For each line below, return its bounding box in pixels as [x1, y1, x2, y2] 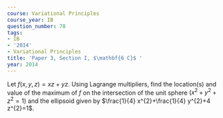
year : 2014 [7, 61, 38, 68]
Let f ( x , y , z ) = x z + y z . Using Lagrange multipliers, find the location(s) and [7, 80, 217, 88]
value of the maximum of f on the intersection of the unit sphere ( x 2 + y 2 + [7, 87, 218, 97]
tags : [7, 29, 23, 36]
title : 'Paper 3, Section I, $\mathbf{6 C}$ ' [7, 55, 143, 62]
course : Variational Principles [7, 10, 99, 17]
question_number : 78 [7, 23, 67, 29]
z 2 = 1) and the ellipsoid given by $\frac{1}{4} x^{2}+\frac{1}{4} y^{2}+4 [7, 95, 211, 105]
